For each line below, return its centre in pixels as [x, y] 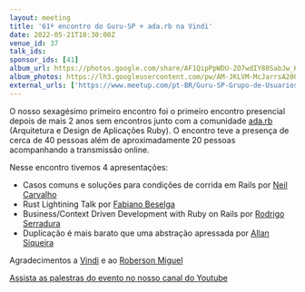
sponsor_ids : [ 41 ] [44, 60]
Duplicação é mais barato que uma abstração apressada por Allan [146, 233]
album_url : [30, 69]
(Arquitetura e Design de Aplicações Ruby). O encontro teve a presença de [149, 130]
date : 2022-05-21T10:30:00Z [63, 34]
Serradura [41, 223]
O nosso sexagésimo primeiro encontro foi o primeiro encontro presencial [148, 111]
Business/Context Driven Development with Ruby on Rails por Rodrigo [153, 213]
